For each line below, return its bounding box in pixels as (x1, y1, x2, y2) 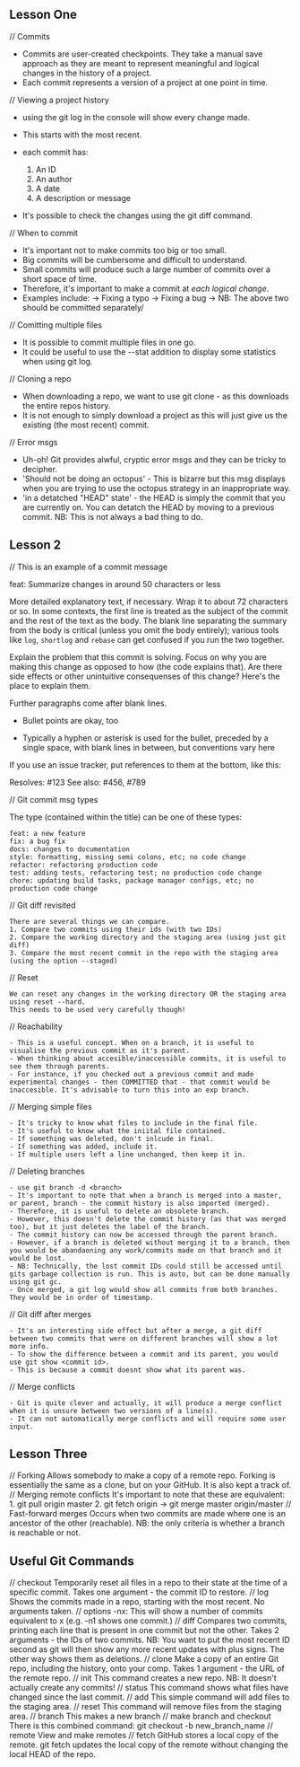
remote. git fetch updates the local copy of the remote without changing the (9, 1739, 289, 1750)
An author (35, 173, 73, 184)
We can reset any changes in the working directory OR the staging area (9, 989, 287, 998)
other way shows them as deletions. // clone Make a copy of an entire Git (9, 1654, 279, 1665)
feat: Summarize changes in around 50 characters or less (9, 578, 221, 589)
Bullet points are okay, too (21, 715, 119, 725)
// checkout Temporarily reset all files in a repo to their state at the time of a (9, 1578, 288, 1588)
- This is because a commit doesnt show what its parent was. (9, 1365, 246, 1375)
